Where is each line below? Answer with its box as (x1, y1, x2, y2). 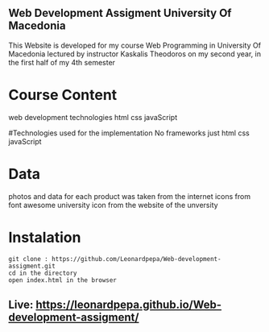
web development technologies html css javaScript (8, 112, 178, 122)
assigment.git (8, 262, 56, 270)
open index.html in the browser (8, 276, 117, 284)
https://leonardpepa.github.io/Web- (35, 298, 222, 312)
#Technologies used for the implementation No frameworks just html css (8, 128, 250, 138)
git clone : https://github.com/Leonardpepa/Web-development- (8, 255, 221, 263)
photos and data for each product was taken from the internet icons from (8, 191, 251, 201)
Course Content (8, 86, 118, 104)
